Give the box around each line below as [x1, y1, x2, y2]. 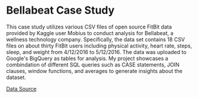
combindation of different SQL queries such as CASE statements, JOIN [6, 61, 180, 68]
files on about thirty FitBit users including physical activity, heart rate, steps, [6, 42, 192, 49]
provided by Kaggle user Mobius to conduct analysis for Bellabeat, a [6, 29, 174, 36]
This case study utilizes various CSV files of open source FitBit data [6, 23, 172, 30]
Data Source [6, 85, 37, 92]
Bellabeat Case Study [6, 4, 115, 17]
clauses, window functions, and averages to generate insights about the [6, 67, 183, 74]
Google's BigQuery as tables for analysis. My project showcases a [6, 55, 168, 62]
